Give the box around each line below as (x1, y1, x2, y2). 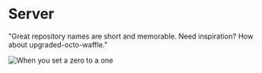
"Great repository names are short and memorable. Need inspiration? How (8, 31, 254, 41)
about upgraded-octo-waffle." (8, 39, 108, 49)
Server (8, 5, 54, 23)
